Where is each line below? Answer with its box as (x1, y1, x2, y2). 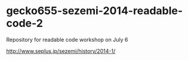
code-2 (6, 16, 44, 30)
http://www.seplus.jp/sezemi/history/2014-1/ (6, 47, 116, 54)
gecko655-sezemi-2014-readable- (6, 4, 183, 18)
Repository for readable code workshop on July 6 (6, 36, 128, 43)
